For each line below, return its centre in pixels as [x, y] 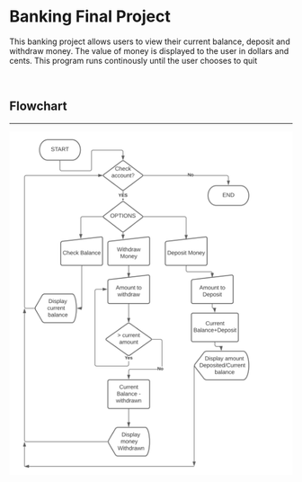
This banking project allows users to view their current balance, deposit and [150, 41]
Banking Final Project [90, 17]
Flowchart [38, 107]
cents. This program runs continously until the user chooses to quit [133, 60]
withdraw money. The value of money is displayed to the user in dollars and [149, 50]
